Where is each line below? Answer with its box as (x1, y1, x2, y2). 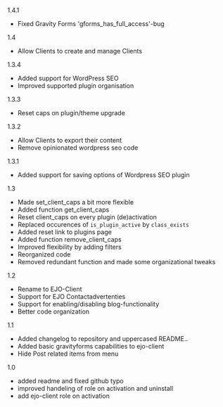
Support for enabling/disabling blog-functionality (17, 300, 160, 308)
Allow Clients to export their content (17, 136, 122, 144)
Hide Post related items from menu (17, 349, 119, 358)
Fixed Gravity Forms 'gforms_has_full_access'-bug (17, 20, 165, 27)
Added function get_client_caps (17, 205, 110, 214)
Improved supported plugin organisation (17, 82, 134, 90)
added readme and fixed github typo (17, 377, 125, 385)
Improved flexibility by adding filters (17, 243, 122, 251)
